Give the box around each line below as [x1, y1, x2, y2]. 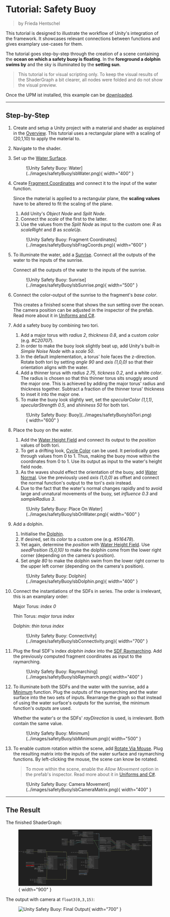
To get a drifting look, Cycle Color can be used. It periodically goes [20, 447, 160, 454]
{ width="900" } [18, 887, 52, 893]
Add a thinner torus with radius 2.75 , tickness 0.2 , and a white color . [20, 370, 163, 376]
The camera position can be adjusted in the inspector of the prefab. [13, 307, 154, 313]
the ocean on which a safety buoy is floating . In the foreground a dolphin [6, 56, 161, 62]
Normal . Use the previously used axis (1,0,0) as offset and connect [20, 474, 159, 481]
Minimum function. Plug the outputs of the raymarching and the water [13, 689, 158, 695]
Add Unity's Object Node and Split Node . [20, 210, 106, 216]
